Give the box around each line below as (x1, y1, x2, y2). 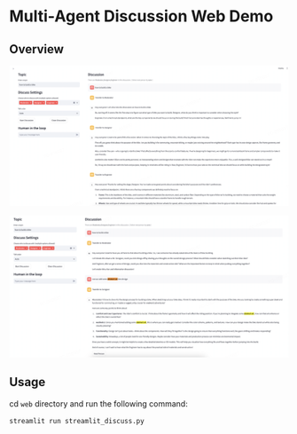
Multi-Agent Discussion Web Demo (9, 6, 274, 27)
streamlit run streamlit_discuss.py (9, 416, 145, 425)
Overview (9, 42, 65, 57)
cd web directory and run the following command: (9, 398, 188, 409)
